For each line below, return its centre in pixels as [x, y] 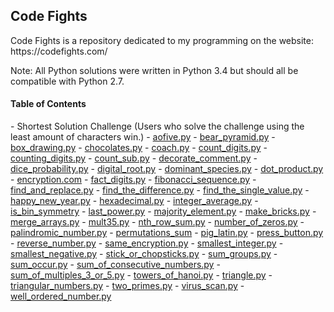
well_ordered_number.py [61, 296]
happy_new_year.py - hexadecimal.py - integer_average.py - [134, 201]
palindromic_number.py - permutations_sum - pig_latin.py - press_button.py [167, 233]
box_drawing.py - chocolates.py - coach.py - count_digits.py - [139, 148]
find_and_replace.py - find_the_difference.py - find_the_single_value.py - [160, 190]
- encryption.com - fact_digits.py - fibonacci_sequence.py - [133, 180]
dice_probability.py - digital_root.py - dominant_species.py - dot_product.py [167, 169]
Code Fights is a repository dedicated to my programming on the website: [162, 40]
